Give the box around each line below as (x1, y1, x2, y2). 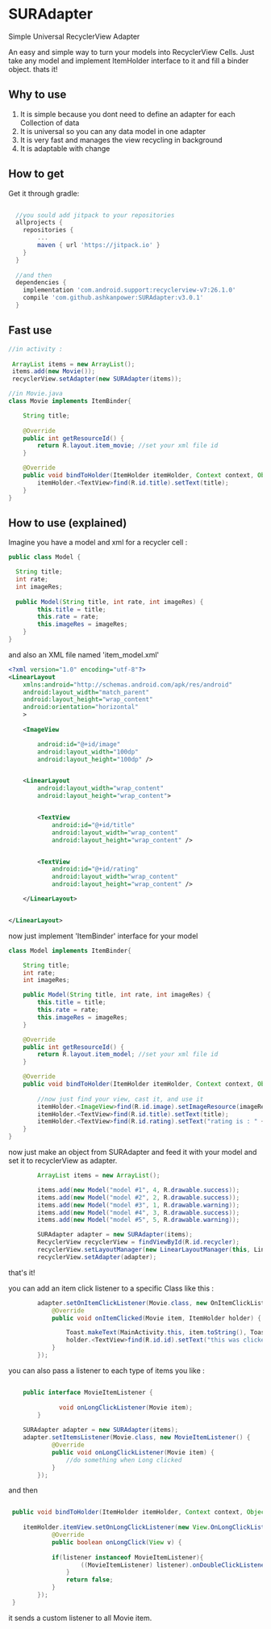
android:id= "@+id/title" (51, 821, 135, 829)
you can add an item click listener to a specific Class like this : (8, 1283, 215, 1293)
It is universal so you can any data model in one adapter (19, 126, 206, 136)
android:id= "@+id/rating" (51, 865, 139, 873)
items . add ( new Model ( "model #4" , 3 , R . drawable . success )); (37, 1208, 240, 1216)
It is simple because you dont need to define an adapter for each (19, 109, 236, 119)
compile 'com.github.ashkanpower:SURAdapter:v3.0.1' (23, 294, 204, 302)
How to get (8, 167, 65, 181)
